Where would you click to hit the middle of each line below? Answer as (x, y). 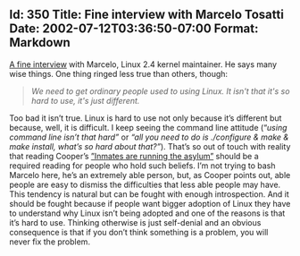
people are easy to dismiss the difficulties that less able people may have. (145, 184)
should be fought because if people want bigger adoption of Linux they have (150, 203)
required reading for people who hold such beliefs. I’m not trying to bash (142, 166)
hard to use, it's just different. (85, 100)
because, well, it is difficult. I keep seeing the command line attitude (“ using (148, 127)
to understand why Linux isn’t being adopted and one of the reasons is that (147, 213)
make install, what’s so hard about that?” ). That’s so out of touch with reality (150, 146)
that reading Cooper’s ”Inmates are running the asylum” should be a (134, 156)
